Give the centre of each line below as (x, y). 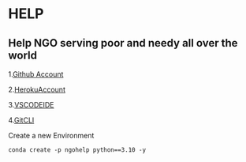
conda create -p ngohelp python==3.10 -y (77, 150)
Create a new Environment (51, 136)
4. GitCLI (21, 120)
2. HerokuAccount (37, 89)
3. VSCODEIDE (31, 105)
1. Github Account (36, 74)
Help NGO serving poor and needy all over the (123, 43)
